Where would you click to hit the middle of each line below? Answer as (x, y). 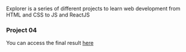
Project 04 (22, 30)
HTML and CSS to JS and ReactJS (48, 15)
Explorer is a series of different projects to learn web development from (93, 9)
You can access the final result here (50, 43)
